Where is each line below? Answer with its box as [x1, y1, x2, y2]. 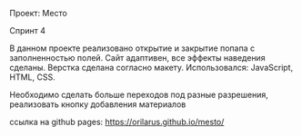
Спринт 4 [9, 25, 46, 35]
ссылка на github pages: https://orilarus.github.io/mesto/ [9, 117, 225, 127]
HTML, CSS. [9, 72, 56, 83]
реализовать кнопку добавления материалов [9, 99, 186, 110]
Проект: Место [9, 8, 68, 18]
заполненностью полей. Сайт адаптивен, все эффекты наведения [9, 53, 266, 63]
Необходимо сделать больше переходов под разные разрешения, [9, 90, 268, 100]
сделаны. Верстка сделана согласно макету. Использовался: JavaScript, [9, 63, 294, 73]
